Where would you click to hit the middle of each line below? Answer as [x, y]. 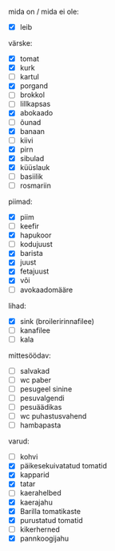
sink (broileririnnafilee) [57, 321]
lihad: [17, 306]
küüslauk [35, 167]
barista [32, 253]
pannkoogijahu [44, 538]
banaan [32, 131]
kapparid [34, 475]
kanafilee [35, 330]
